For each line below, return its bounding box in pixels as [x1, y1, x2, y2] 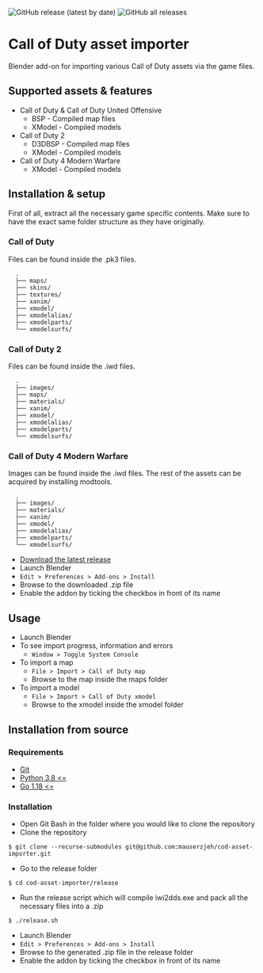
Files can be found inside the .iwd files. [8, 361, 136, 372]
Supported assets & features [8, 84, 153, 98]
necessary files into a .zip [19, 902, 104, 911]
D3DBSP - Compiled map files [31, 139, 130, 148]
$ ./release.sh [8, 917, 59, 925]
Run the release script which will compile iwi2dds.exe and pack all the [19, 893, 248, 902]
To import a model [19, 683, 80, 693]
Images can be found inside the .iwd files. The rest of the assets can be [8, 468, 242, 479]
